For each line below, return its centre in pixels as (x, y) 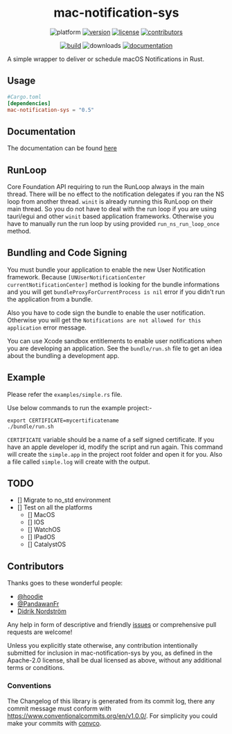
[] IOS (36, 522)
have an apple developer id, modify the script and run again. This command (115, 447)
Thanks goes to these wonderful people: (65, 583)
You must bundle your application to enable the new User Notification (106, 270)
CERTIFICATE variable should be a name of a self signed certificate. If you (111, 439)
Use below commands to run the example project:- (80, 407)
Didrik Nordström (42, 611)
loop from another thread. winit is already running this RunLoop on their (110, 202)
